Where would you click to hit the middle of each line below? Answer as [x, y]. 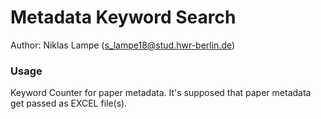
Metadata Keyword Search [123, 17]
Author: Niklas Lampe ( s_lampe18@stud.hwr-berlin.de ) [123, 45]
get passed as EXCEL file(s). [69, 103]
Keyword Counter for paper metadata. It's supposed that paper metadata [161, 93]
